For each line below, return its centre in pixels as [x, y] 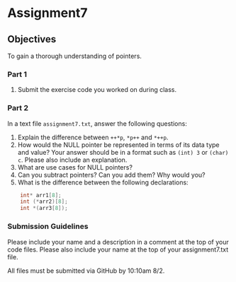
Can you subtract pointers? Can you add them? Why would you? [111, 175]
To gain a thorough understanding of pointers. [74, 56]
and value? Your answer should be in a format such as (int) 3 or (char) [123, 152]
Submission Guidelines [48, 226]
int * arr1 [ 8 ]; [41, 195]
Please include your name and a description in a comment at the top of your [118, 242]
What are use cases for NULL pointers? [75, 167]
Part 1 [17, 74]
